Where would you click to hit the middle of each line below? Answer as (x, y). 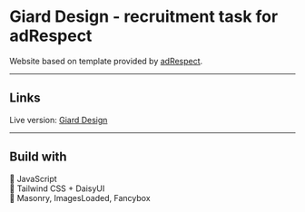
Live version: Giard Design (59, 120)
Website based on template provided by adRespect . (106, 61)
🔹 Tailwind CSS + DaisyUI (57, 188)
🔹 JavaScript (33, 178)
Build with (38, 157)
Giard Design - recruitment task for (144, 17)
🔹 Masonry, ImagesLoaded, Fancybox (80, 198)
